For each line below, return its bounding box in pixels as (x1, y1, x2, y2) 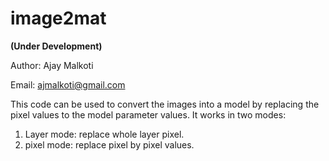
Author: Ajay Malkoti (10, 59, 94, 71)
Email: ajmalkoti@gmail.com (10, 78, 126, 91)
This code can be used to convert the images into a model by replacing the (10, 98, 320, 110)
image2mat (10, 7, 107, 30)
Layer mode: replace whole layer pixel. (24, 128, 185, 140)
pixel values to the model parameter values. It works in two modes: (10, 108, 287, 121)
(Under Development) (10, 40, 103, 52)
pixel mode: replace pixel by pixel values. (24, 138, 195, 151)
